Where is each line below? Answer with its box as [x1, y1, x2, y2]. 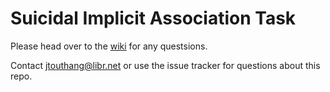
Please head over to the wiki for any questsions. [10, 40, 208, 52]
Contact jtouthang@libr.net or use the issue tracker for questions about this [10, 59, 321, 71]
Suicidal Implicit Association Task [10, 7, 297, 30]
